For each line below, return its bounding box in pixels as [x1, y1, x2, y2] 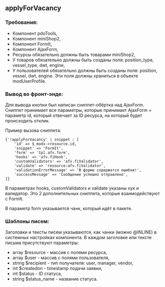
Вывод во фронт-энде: [5, 90, 63, 97]
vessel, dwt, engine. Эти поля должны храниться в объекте [12, 72, 139, 79]
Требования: [5, 19, 38, 26]
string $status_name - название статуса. [12, 276, 98, 282]
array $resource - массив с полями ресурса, [12, 250, 107, 256]
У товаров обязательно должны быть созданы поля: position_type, [12, 57, 154, 63]
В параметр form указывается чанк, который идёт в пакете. [5, 205, 133, 211]
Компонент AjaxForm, [12, 46, 58, 52]
